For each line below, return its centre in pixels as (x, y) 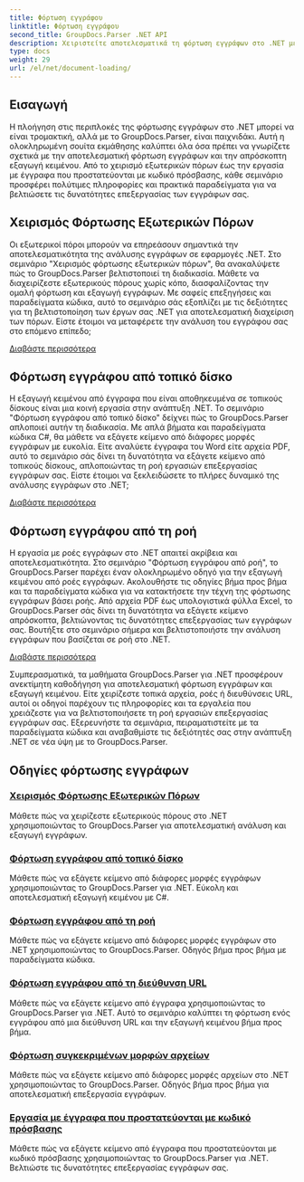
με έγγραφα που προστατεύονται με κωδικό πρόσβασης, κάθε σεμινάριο (146, 175)
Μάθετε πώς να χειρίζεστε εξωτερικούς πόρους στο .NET (119, 815)
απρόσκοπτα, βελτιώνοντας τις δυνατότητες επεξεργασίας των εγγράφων (151, 620)
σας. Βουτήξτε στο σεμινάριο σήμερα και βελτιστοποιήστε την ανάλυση (145, 630)
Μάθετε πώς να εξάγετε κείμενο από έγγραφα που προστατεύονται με (143, 1149)
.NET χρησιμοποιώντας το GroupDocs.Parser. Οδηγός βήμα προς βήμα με (148, 950)
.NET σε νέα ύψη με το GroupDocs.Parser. (89, 742)
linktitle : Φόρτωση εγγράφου (64, 26)
